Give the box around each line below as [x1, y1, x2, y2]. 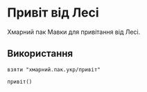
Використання [7, 48, 73, 59]
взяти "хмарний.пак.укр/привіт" [7, 66, 101, 73]
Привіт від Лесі [7, 5, 99, 21]
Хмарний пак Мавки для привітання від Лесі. [7, 28, 141, 36]
